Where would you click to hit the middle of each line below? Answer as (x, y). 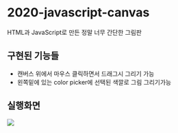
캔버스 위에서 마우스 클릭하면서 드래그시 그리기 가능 (86, 74)
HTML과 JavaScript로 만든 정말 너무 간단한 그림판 (75, 32)
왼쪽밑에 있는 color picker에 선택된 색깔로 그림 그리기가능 (94, 82)
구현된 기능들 (33, 56)
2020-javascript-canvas (78, 13)
